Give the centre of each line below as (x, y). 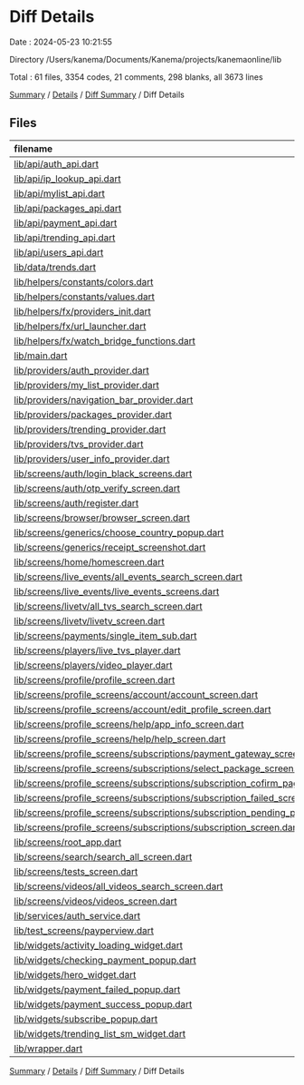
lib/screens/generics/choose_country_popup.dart (119, 533)
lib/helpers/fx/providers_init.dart (82, 311)
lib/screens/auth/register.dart (76, 503)
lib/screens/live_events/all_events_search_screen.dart (128, 576)
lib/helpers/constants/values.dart (85, 297)
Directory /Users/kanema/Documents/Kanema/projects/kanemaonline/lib (146, 59)
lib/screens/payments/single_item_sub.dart (105, 635)
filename (33, 149)
